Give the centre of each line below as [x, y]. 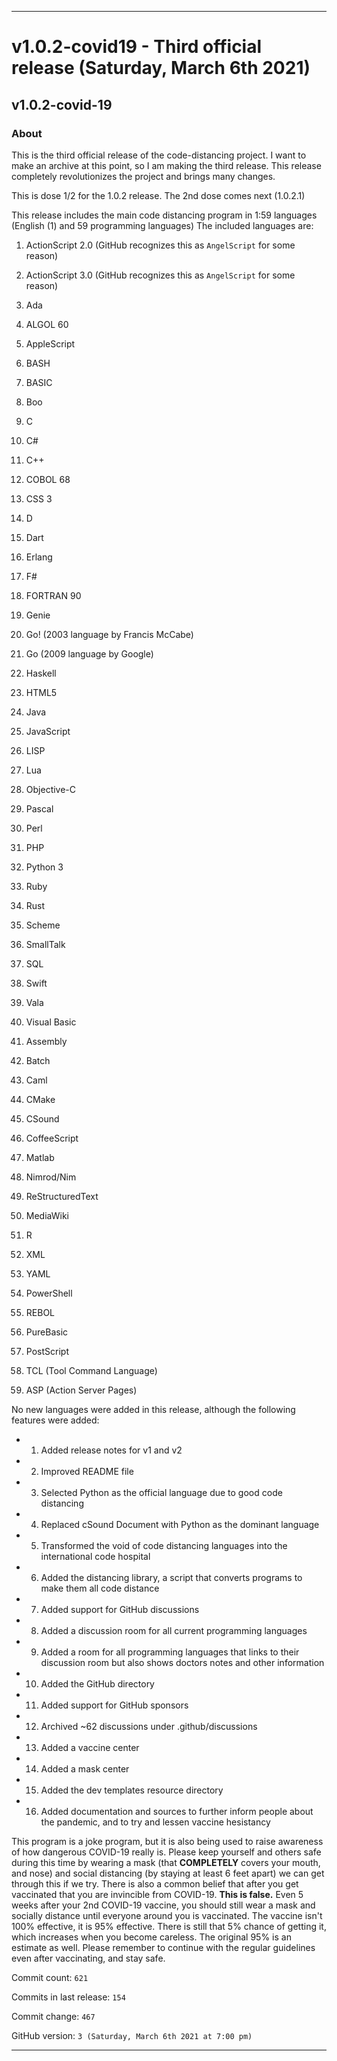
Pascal [39, 808]
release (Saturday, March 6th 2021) [161, 68]
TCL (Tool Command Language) [91, 1370]
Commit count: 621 [50, 1977]
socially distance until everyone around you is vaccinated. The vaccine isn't [167, 1915]
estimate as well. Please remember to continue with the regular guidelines [163, 1947]
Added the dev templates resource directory [132, 1790]
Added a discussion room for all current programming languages [174, 1630]
